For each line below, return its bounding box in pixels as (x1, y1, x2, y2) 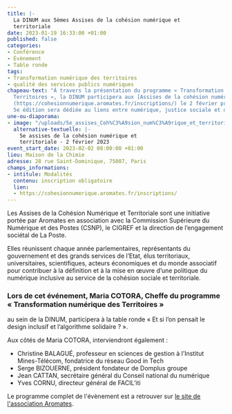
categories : (7, 42, 41, 49)
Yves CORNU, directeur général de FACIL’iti (17, 379, 141, 387)
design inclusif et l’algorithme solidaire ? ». (7, 323, 128, 331)
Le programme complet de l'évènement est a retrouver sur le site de (7, 392, 201, 401)
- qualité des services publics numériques (7, 81, 135, 88)
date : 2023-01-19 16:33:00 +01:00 (7, 29, 107, 37)
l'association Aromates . (7, 399, 74, 408)
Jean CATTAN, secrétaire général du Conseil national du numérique (17, 371, 210, 380)
